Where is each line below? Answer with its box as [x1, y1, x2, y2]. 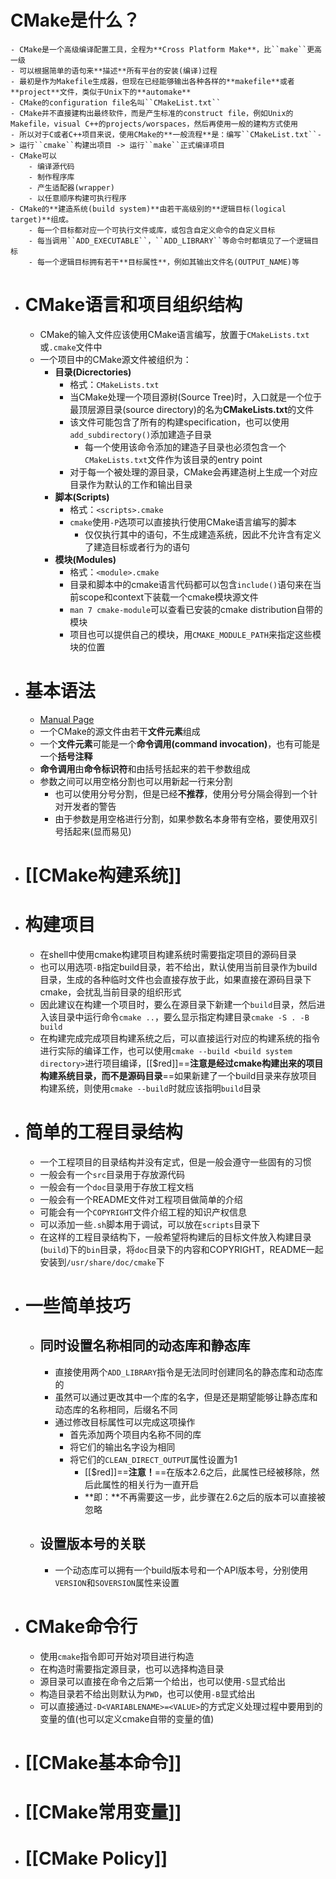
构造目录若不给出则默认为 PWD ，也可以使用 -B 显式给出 [39, 1687, 256, 1700]
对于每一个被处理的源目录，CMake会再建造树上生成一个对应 [69, 466, 318, 478]
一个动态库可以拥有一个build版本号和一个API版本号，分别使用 [54, 1564, 308, 1576]
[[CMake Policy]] [24, 1847, 168, 1870]
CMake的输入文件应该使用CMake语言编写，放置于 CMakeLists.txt [39, 328, 310, 340]
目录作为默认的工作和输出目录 [69, 478, 193, 490]
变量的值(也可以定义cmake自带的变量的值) [39, 1712, 215, 1725]
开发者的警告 [63, 800, 117, 812]
